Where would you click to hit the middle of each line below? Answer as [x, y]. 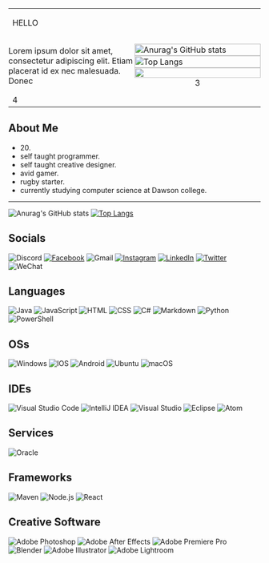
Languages [37, 292]
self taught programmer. [60, 156]
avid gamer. [39, 173]
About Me [33, 129]
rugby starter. [42, 181]
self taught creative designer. [68, 164]
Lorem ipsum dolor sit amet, [61, 51]
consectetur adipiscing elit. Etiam [71, 61]
